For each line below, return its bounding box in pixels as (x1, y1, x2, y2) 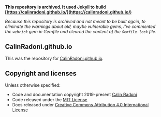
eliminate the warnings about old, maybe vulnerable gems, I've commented (5, 24, 156, 29)
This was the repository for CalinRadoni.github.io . (5, 55, 104, 61)
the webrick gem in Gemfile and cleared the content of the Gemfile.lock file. (5, 29, 157, 34)
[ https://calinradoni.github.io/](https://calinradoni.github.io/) (5, 9, 132, 15)
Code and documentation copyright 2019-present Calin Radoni (12, 91, 137, 97)
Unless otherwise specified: (5, 82, 60, 88)
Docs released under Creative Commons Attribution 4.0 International (12, 102, 149, 107)
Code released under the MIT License (12, 96, 88, 103)
